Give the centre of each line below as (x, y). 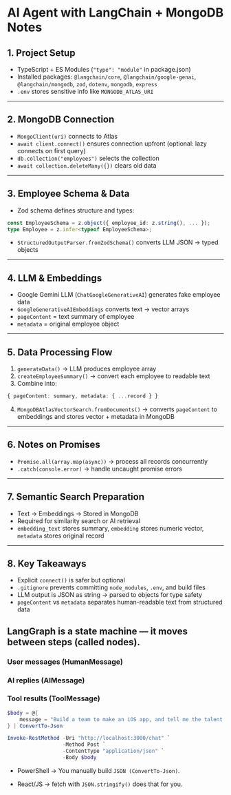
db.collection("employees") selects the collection (88, 158)
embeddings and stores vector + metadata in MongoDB (96, 416)
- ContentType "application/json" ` (113, 751)
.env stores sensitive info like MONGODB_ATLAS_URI (85, 91)
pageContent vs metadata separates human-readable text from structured (120, 602)
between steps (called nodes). (74, 642)
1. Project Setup (41, 53)
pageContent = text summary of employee (76, 317)
